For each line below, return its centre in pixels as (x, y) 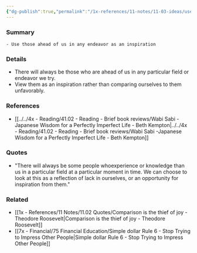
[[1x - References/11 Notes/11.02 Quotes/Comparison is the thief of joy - (101, 212)
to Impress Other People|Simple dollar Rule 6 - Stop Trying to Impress (99, 237)
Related (17, 199)
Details (16, 59)
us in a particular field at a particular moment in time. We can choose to (101, 172)
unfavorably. (30, 91)
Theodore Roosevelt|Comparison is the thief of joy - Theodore (90, 219)
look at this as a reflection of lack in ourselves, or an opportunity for (96, 178)
